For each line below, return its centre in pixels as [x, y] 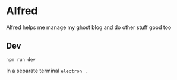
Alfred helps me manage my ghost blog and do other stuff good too [89, 27]
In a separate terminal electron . [47, 71]
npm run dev [21, 60]
